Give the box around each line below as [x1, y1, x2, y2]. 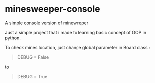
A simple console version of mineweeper [5, 20, 88, 26]
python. [5, 35, 21, 41]
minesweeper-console [5, 3, 100, 15]
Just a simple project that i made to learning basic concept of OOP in [5, 29, 147, 35]
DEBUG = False [17, 54, 49, 60]
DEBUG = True [17, 73, 48, 79]
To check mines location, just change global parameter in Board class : [5, 44, 150, 50]
